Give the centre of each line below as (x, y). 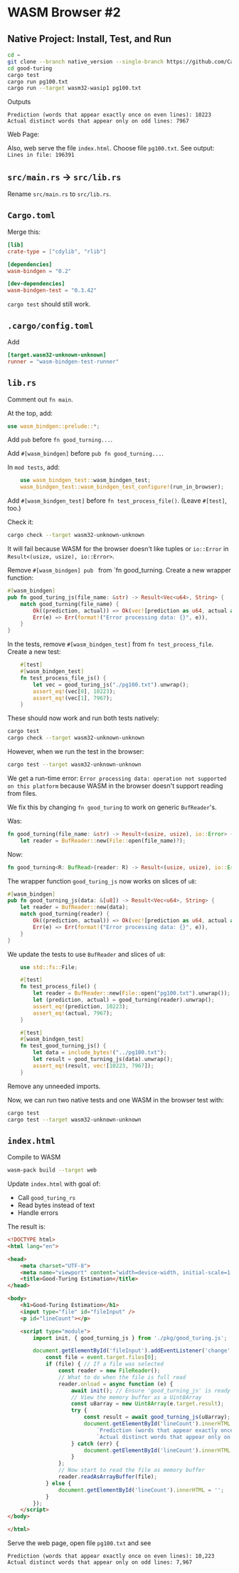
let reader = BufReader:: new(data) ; (75, 907)
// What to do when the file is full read (122, 1377)
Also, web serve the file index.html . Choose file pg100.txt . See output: (111, 148)
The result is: (27, 1226)
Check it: (21, 522)
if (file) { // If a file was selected (104, 1364)
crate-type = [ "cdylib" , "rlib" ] (57, 251)
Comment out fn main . (40, 399)
